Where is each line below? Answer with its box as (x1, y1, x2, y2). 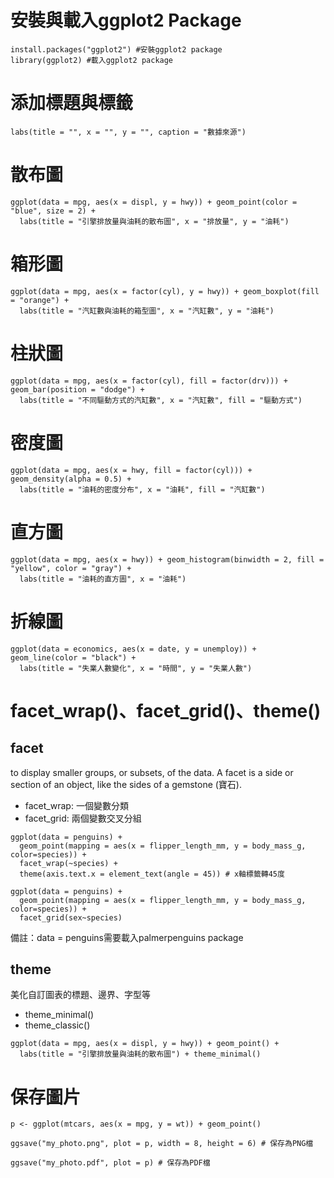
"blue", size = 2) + (10, 206, 97, 216)
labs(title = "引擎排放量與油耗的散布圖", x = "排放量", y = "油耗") (19, 216, 290, 226)
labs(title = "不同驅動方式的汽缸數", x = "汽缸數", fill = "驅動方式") (19, 395, 303, 405)
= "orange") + (10, 295, 70, 305)
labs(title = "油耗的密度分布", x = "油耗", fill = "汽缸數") (19, 484, 266, 495)
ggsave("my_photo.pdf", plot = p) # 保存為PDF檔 (10, 1158, 211, 1168)
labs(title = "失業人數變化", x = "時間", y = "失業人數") (19, 663, 253, 673)
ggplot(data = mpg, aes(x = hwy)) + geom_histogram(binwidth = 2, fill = (10, 554, 325, 565)
